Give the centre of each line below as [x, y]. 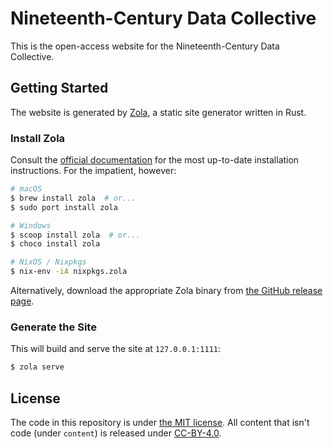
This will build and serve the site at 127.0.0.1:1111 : [116, 349]
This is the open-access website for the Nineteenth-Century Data [145, 46]
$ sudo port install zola [64, 207]
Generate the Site [53, 327]
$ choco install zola [55, 244]
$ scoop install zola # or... [75, 235]
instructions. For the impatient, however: [93, 171]
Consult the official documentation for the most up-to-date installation [155, 160]
